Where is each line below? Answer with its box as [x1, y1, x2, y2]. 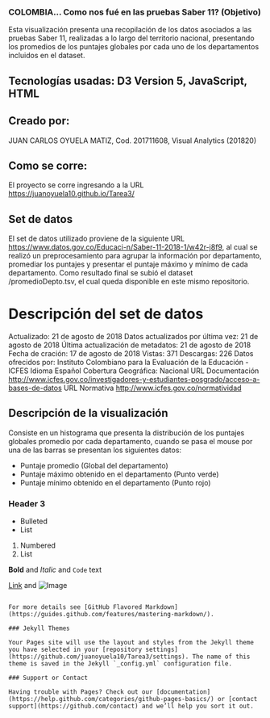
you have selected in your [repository [8, 645, 143, 654]
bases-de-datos [8, 383, 62, 393]
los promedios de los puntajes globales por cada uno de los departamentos [8, 42, 260, 52]
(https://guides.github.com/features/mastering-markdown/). [8, 611, 215, 619]
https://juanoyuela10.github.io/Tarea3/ [8, 189, 135, 199]
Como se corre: [8, 158, 88, 172]
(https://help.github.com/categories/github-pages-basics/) [8, 695, 215, 703]
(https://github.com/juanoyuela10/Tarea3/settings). [8, 653, 189, 661]
